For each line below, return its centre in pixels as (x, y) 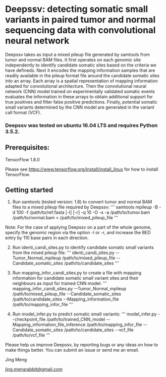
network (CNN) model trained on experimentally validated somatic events (80, 91)
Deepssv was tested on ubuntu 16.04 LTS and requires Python (81, 125)
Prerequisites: (27, 148)
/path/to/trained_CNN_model (76, 319)
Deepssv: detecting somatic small (77, 9)
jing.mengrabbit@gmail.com (34, 369)
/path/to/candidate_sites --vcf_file (99, 330)
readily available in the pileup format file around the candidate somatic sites (82, 75)
